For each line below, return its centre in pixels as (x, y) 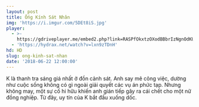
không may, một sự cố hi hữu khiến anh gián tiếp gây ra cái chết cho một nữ (99, 91)
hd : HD (14, 51)
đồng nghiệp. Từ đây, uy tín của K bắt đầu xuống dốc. (72, 97)
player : (16, 28)
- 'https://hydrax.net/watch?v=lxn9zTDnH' (65, 45)
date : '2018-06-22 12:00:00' (42, 61)
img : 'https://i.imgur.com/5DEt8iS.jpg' (57, 23)
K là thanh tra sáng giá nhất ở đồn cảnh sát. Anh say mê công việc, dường (96, 78)
